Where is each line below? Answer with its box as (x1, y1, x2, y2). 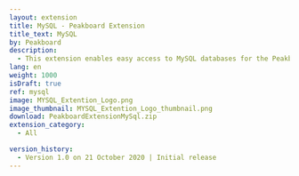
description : (9, 46, 58, 55)
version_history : (9, 145, 74, 154)
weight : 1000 (9, 71, 58, 80)
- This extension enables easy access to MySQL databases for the (17, 54, 269, 63)
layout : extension (9, 12, 77, 22)
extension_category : (9, 121, 86, 130)
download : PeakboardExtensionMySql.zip (9, 112, 158, 121)
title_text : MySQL (9, 29, 77, 38)
